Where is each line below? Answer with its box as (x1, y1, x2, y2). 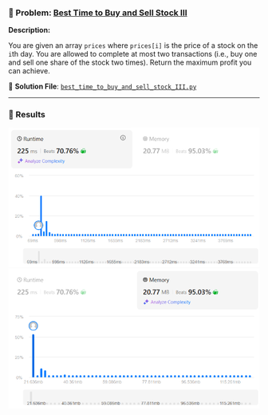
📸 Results (8, 109, 45, 121)
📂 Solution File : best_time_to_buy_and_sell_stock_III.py (8, 81, 197, 91)
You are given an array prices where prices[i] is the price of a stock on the (8, 41, 258, 50)
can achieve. (8, 66, 50, 76)
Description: (8, 26, 50, 35)
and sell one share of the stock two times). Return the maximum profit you (8, 57, 252, 67)
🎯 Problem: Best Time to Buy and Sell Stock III (8, 7, 187, 18)
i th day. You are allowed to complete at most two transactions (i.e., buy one (8, 49, 258, 59)
